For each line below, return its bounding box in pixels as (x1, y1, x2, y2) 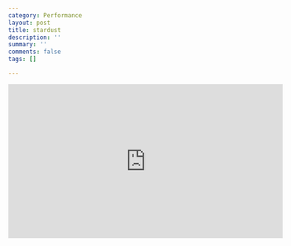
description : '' (8, 33, 61, 42)
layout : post (8, 19, 51, 27)
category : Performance (8, 11, 82, 20)
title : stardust (8, 26, 61, 34)
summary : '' (8, 41, 47, 49)
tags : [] (8, 56, 37, 63)
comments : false (8, 48, 61, 56)
